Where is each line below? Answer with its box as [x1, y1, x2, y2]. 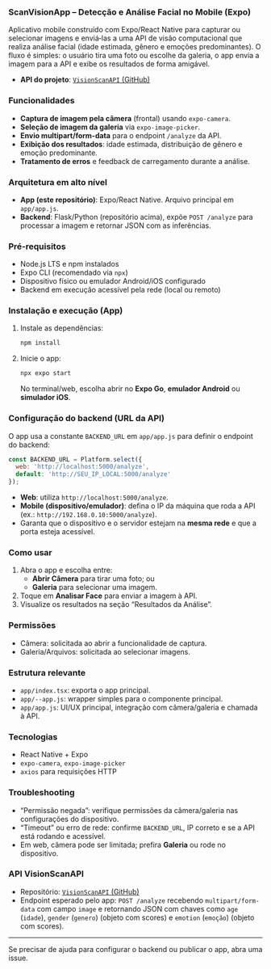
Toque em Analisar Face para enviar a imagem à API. [19, 591, 198, 600]
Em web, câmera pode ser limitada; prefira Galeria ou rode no [19, 840, 226, 849]
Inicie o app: [19, 354, 62, 364]
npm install [19, 339, 60, 348]
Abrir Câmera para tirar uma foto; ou [31, 574, 155, 584]
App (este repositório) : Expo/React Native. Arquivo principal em [19, 195, 234, 204]
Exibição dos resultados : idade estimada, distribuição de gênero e [19, 139, 243, 149]
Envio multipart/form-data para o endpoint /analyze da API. [19, 130, 222, 140]
